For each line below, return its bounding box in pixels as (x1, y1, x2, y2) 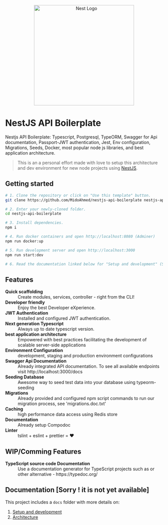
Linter (5, 427, 18, 434)
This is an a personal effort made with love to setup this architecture (17, 160, 158, 166)
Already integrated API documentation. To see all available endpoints (17, 363, 160, 369)
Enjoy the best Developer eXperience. (17, 305, 96, 311)
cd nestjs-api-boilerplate (5, 211, 61, 216)
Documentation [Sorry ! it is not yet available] (5, 486, 149, 494)
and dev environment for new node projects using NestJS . (17, 165, 138, 171)
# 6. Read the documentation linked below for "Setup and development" (5, 261, 157, 267)
